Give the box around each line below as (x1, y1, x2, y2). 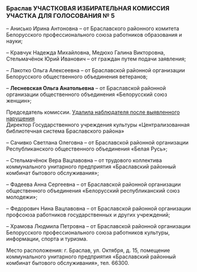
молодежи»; (6, 194, 37, 201)
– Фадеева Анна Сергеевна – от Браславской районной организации (6, 181, 181, 188)
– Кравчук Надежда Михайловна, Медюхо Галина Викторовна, (6, 49, 166, 56)
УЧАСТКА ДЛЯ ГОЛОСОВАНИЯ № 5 (6, 11, 115, 20)
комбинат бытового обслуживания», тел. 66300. (6, 260, 129, 267)
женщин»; (6, 97, 32, 104)
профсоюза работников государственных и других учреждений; (6, 212, 170, 219)
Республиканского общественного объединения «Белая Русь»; (6, 145, 168, 152)
